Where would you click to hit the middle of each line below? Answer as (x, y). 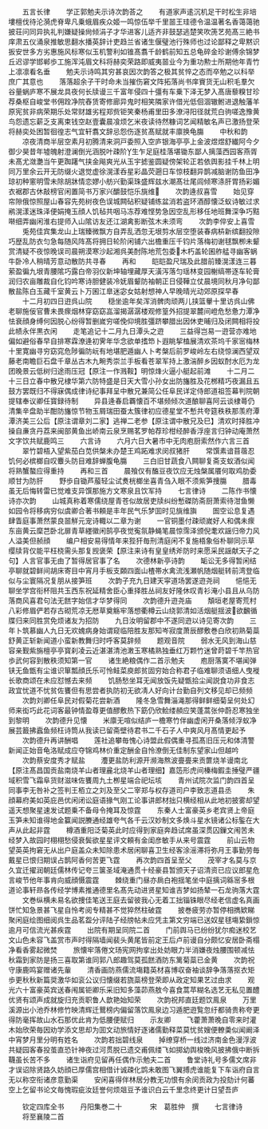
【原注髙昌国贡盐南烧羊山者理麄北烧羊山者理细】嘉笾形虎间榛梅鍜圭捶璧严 (130, 770)
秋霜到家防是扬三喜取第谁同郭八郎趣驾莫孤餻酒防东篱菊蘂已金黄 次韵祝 (132, 960)
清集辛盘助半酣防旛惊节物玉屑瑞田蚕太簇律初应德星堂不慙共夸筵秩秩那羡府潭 (134, 411)
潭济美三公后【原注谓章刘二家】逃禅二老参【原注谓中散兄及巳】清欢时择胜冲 (134, 421)
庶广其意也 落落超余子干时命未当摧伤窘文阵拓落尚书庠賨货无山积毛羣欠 (132, 81)
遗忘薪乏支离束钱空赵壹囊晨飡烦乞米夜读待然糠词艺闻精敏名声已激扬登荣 (141, 121)
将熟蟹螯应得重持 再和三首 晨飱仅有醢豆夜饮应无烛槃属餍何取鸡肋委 (132, 471)
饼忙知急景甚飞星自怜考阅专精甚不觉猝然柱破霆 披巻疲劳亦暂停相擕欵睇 (132, 910)
